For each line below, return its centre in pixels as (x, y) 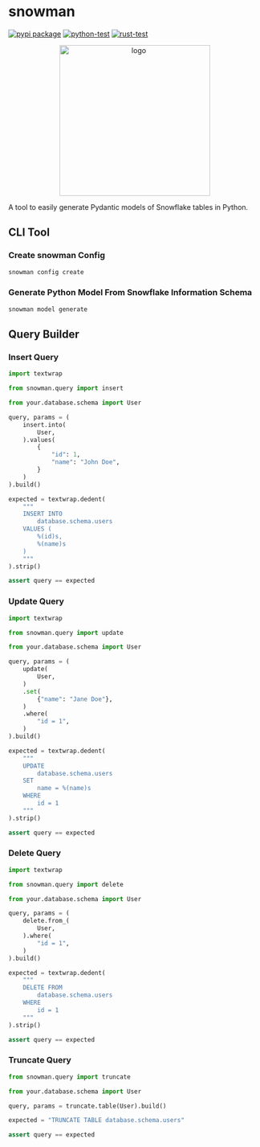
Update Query (36, 601)
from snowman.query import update (66, 633)
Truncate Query (40, 1060)
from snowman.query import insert (66, 388)
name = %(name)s (64, 789)
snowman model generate (48, 309)
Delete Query (35, 853)
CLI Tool (29, 233)
